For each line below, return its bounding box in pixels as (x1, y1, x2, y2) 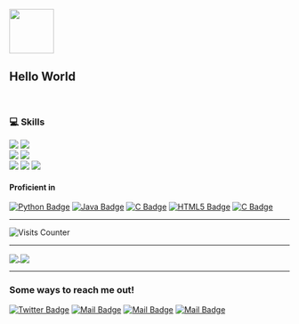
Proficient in (9, 182, 56, 192)
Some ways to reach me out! (9, 284, 135, 296)
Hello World (9, 69, 76, 85)
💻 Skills (9, 116, 45, 128)
